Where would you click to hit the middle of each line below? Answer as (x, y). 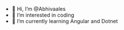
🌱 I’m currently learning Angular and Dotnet (65, 21)
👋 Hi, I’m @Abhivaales (39, 9)
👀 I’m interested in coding (43, 15)
